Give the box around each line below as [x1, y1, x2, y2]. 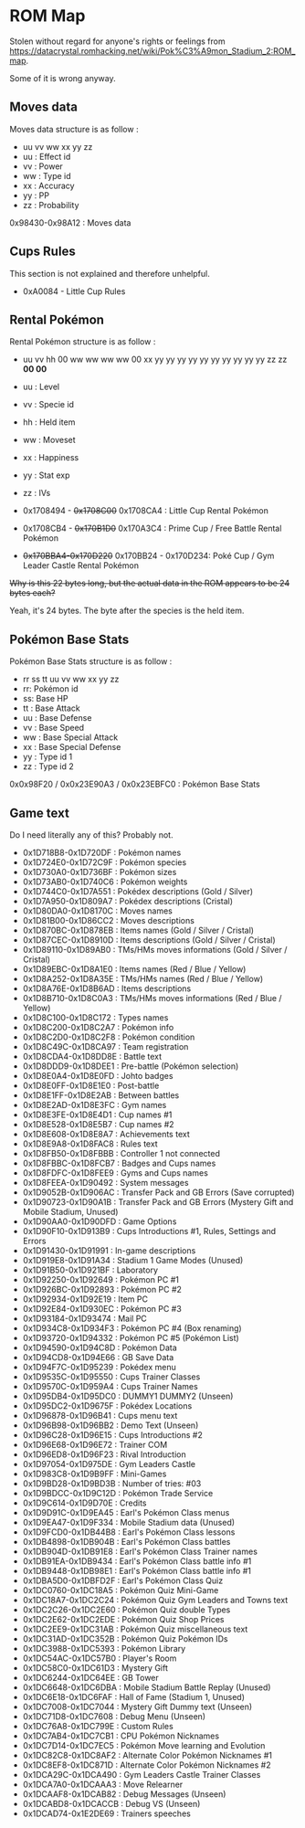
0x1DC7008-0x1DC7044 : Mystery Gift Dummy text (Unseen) [22, 1701, 253, 1712]
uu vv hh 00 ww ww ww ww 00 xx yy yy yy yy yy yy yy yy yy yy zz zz [22, 354, 288, 365]
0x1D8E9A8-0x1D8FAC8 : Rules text [22, 1138, 158, 1149]
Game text [9, 805, 70, 820]
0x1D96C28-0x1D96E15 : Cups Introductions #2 [22, 1430, 203, 1440]
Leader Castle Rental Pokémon [22, 560, 140, 571]
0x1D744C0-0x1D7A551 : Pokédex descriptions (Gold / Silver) [22, 886, 254, 896]
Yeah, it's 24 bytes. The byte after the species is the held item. [9, 605, 245, 617]
